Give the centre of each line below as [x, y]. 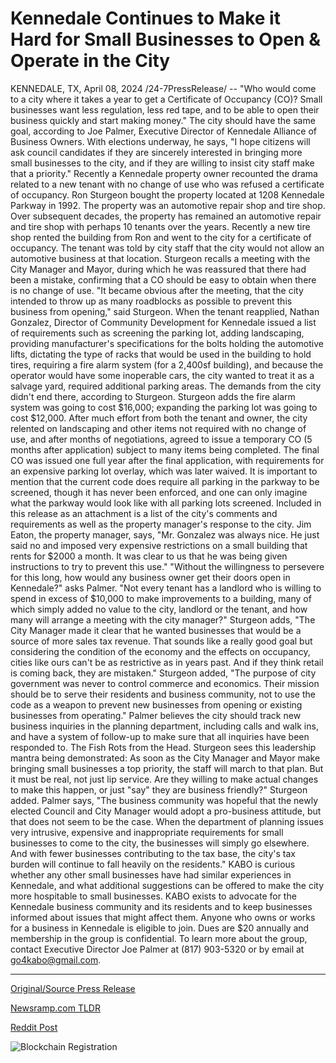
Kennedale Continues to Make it [145, 18]
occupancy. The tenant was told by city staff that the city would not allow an [167, 248]
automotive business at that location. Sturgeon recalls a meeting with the [160, 258]
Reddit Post [34, 1027]
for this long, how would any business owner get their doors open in [150, 577]
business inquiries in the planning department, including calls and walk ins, [164, 726]
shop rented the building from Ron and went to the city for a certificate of [161, 237]
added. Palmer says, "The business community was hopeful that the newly [164, 800]
